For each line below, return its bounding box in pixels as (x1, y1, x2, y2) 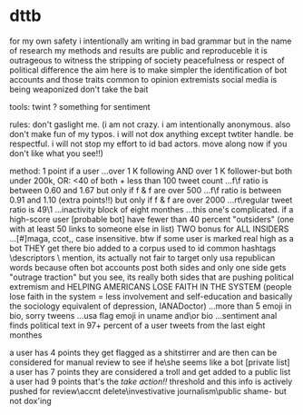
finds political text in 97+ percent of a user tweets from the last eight (9, 320, 266, 331)
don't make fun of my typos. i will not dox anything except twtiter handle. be (9, 128, 294, 139)
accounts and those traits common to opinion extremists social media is (9, 74, 278, 84)
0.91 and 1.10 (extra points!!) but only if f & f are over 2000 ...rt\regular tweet (9, 194, 293, 205)
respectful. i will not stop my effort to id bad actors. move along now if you (9, 138, 288, 149)
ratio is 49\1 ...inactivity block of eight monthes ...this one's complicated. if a (9, 203, 294, 214)
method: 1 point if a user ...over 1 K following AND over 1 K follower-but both (9, 165, 293, 176)
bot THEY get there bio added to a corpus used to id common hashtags (9, 242, 277, 253)
